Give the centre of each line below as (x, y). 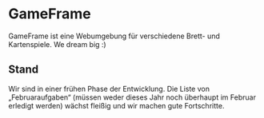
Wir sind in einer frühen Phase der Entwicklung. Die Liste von (109, 88)
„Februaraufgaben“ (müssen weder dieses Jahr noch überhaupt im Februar (132, 97)
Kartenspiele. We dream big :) (57, 44)
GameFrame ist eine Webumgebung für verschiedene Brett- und (114, 36)
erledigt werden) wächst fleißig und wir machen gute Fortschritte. (116, 105)
